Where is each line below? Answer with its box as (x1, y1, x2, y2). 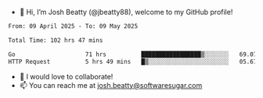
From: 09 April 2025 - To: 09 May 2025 (8, 23, 139, 30)
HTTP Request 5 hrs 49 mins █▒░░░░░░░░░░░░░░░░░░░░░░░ (8, 58, 229, 65)
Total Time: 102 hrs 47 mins (8, 36, 103, 44)
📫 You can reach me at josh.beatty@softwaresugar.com (19, 80, 203, 89)
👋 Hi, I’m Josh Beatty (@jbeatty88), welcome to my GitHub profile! (19, 8, 233, 16)
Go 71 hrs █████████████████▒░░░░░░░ (8, 51, 229, 58)
